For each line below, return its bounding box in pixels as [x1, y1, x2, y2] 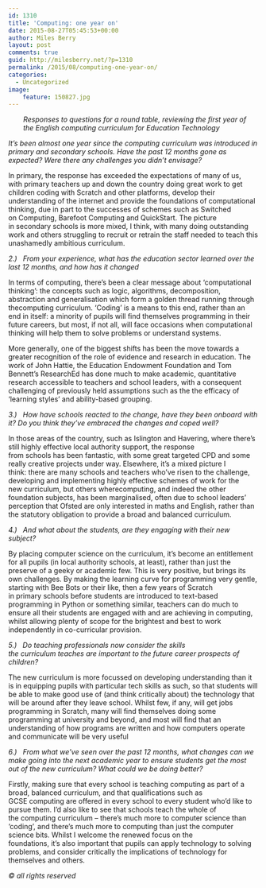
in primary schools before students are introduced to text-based [8, 591, 218, 601]
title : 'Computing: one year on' [8, 19, 119, 27]
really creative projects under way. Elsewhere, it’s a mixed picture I [8, 459, 226, 469]
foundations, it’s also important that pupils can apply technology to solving [8, 839, 252, 848]
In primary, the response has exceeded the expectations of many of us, [8, 171, 242, 180]
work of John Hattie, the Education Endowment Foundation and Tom [8, 361, 232, 370]
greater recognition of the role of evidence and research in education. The [8, 352, 252, 362]
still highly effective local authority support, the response [8, 442, 195, 452]
